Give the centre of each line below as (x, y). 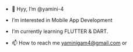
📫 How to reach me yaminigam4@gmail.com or (69, 43)
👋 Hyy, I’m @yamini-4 (38, 9)
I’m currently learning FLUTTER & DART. (60, 31)
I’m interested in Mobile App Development (62, 20)
